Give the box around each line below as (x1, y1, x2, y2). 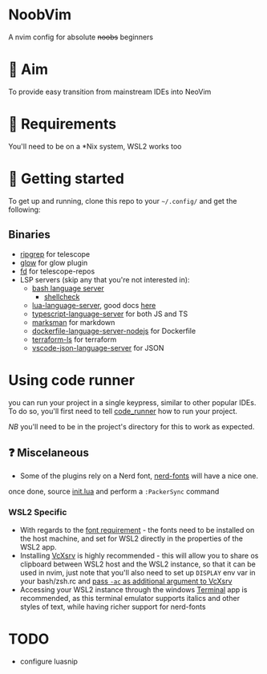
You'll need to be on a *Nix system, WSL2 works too (8, 141, 182, 151)
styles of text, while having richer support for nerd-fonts (19, 602, 206, 611)
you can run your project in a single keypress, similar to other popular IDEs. (8, 397, 257, 407)
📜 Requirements (8, 115, 117, 133)
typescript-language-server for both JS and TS (31, 309, 188, 319)
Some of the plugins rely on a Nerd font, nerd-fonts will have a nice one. (19, 471, 259, 481)
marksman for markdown (31, 317, 115, 327)
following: (8, 205, 41, 214)
